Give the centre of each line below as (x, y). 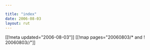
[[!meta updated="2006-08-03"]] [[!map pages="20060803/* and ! (75, 37)
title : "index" (21, 14)
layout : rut (17, 23)
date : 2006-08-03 (23, 19)
